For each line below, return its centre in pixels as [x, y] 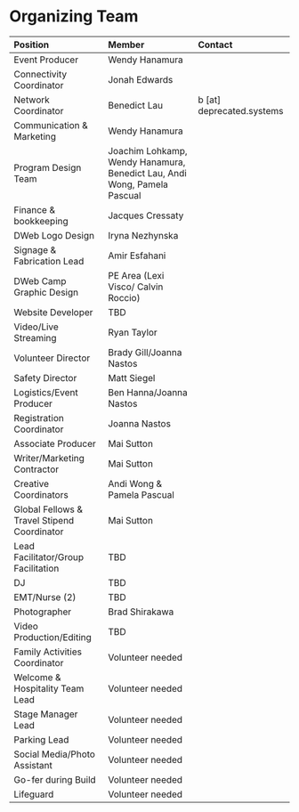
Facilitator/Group [49, 556]
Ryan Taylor [133, 332]
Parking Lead [41, 739]
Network [32, 100]
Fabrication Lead [49, 261]
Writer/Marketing [49, 458]
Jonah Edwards [141, 79]
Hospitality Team [49, 688]
